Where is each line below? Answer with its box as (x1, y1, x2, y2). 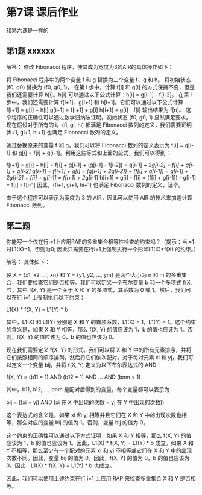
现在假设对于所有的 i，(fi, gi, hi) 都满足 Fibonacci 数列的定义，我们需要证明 (6, 121, 192, 128)
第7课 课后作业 (6, 5, 78, 19)
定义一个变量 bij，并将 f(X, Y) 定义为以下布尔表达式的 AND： (11, 361, 162, 368)
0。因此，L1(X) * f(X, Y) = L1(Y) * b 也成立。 (6, 462, 116, 469)
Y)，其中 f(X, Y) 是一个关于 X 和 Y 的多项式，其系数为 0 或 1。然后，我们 (6, 286, 186, 293)
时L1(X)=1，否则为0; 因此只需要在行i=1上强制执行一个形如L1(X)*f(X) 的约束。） (6, 245, 199, 253)
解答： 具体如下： (6, 258, 50, 265)
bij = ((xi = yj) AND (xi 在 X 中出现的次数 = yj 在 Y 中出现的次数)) (6, 399, 165, 406)
